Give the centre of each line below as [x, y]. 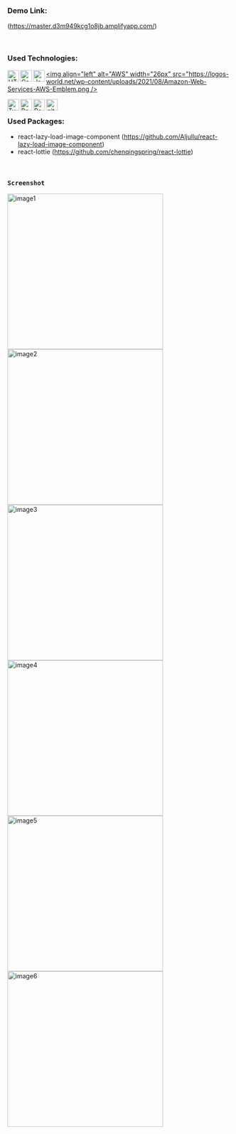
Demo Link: [27, 11]
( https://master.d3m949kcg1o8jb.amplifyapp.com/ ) [82, 26]
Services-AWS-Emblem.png [49, 89]
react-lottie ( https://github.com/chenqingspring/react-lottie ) [105, 151]
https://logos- [209, 74]
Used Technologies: [43, 58]
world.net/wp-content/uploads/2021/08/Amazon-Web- [127, 81]
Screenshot [26, 183]
